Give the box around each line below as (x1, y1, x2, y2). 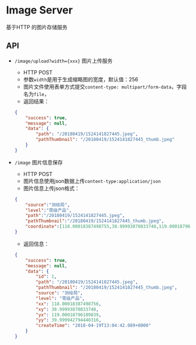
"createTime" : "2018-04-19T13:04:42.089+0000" (36, 323, 152, 329)
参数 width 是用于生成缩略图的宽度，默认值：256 (23, 75, 139, 82)
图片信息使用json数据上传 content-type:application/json (23, 177, 161, 184)
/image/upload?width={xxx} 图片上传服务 (14, 57, 113, 64)
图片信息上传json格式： (23, 185, 80, 192)
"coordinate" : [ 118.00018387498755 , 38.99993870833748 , (25, 223, 159, 230)
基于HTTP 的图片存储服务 (6, 23, 68, 30)
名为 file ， (23, 90, 50, 97)
